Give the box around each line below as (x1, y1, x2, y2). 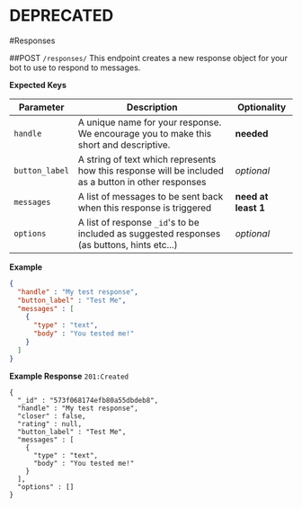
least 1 (235, 201, 265, 214)
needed (235, 127, 269, 139)
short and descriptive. (77, 138, 171, 151)
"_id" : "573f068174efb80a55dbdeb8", (17, 396, 159, 405)
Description (126, 101, 178, 113)
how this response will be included (77, 164, 225, 176)
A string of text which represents (77, 153, 217, 165)
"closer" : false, (17, 411, 87, 421)
